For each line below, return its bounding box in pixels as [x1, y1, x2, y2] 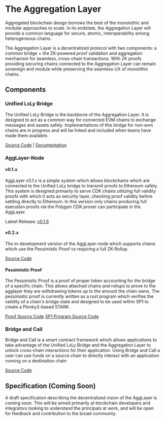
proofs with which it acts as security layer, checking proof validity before [5, 193, 153, 199]
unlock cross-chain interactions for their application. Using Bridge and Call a [5, 348, 160, 353]
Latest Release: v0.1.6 [5, 218, 49, 224]
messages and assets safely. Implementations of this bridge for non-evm [5, 122, 154, 128]
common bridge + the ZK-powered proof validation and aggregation [5, 50, 143, 56]
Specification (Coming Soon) [5, 382, 96, 390]
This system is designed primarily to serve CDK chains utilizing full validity [5, 188, 156, 194]
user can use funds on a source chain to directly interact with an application [5, 352, 159, 358]
